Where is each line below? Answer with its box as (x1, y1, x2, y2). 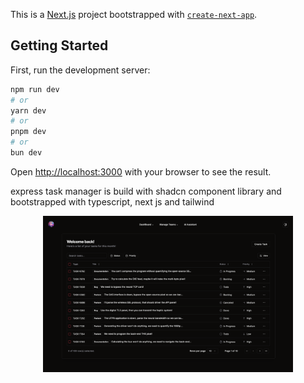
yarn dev (10, 105, 47, 116)
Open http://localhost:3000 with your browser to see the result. (10, 165, 272, 178)
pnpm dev (10, 127, 47, 137)
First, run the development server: (10, 64, 151, 76)
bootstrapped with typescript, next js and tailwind (10, 195, 215, 208)
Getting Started (10, 37, 109, 54)
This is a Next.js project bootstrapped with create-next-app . (10, 9, 258, 20)
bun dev (10, 148, 43, 158)
